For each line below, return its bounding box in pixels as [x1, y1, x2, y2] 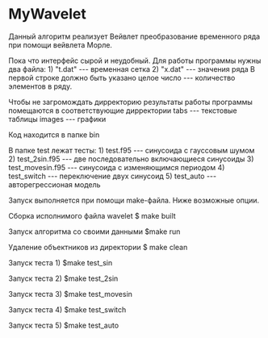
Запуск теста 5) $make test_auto [8, 320, 119, 330]
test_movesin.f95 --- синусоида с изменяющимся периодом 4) [8, 162, 225, 172]
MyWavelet [8, 5, 86, 23]
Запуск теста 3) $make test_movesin [8, 289, 133, 298]
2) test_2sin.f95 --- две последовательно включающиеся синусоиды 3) [8, 154, 254, 164]
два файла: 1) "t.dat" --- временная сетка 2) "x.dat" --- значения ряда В [8, 64, 256, 73]
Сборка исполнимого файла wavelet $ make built [8, 211, 176, 220]
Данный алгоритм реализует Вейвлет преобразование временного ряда [8, 31, 261, 41]
